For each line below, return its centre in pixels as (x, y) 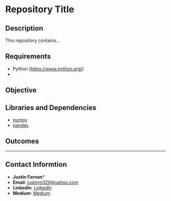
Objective (21, 90)
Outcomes (22, 141)
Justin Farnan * (28, 177)
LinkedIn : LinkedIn (32, 188)
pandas (21, 125)
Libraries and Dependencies (51, 107)
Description (24, 28)
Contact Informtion (36, 165)
